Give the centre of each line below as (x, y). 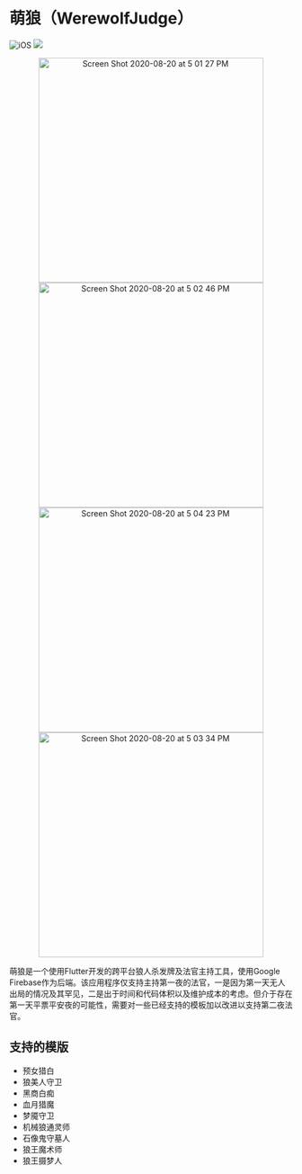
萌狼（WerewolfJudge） (101, 18)
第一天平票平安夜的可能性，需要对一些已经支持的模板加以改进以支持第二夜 (147, 1005)
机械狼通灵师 (46, 1126)
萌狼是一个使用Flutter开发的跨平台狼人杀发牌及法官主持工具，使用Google (145, 971)
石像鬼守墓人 (46, 1138)
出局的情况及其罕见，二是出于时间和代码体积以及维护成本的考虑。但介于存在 (151, 993)
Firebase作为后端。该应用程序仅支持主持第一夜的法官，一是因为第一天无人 (147, 982)
